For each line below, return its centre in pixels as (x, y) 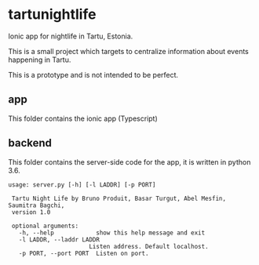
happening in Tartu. (40, 60)
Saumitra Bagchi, (36, 205)
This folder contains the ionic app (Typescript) (83, 118)
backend (30, 143)
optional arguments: (45, 226)
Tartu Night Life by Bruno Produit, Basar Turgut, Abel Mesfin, (119, 198)
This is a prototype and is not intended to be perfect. (93, 74)
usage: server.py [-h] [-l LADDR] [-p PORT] (82, 185)
